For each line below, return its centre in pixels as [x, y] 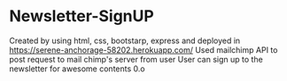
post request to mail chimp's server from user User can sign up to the [136, 59]
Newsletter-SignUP [82, 16]
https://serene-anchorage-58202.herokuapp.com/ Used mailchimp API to [143, 49]
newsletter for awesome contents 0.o [77, 69]
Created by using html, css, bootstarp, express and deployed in [125, 40]
